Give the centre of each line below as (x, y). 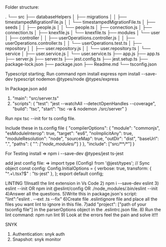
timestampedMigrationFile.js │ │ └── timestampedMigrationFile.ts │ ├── (80, 22)
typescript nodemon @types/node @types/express (67, 79)
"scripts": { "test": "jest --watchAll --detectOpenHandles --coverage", (84, 103)
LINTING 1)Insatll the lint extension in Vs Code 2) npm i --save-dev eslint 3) (82, 183)
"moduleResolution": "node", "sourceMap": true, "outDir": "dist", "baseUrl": (82, 139)
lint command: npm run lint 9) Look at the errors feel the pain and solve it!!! (82, 215)
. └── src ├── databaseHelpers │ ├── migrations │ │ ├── (66, 17)
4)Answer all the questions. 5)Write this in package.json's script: (71, 194)
